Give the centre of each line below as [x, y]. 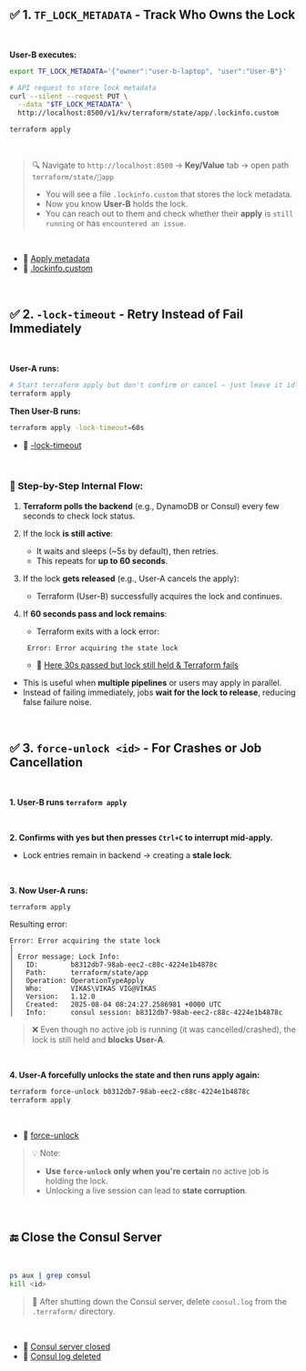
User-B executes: [43, 55]
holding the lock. [76, 1181]
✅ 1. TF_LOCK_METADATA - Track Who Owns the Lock [153, 15]
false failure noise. [57, 701]
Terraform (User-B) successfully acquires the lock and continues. [159, 596]
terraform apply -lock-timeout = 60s [77, 427]
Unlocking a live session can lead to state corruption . [146, 1191]
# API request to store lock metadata [83, 87]
